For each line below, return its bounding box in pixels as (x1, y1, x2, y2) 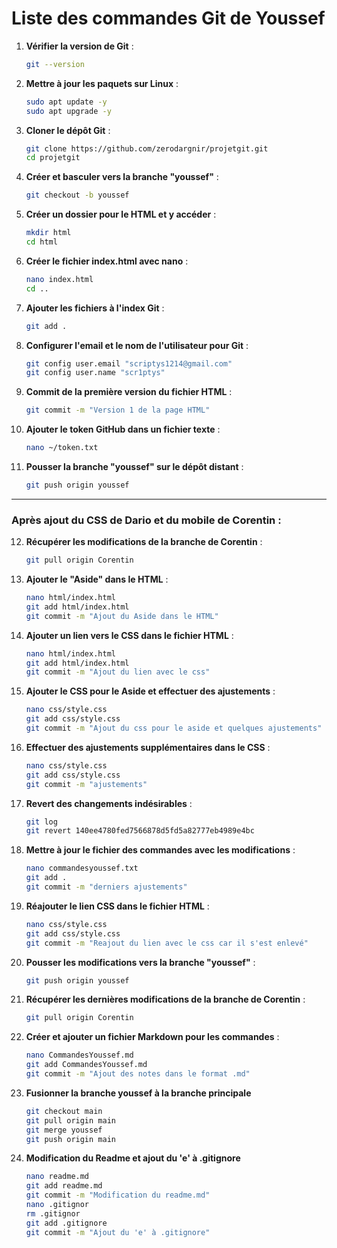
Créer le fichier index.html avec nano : (25, 255, 189, 267)
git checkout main (25, 1106, 103, 1116)
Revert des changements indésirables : (25, 797, 193, 809)
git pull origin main (25, 1115, 116, 1126)
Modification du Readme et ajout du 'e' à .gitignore (25, 1152, 241, 1164)
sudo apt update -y (25, 97, 108, 107)
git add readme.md (25, 1181, 103, 1191)
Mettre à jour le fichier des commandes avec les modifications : (25, 844, 296, 856)
